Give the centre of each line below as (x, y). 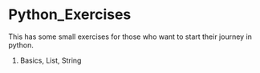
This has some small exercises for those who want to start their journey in (130, 36)
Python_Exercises (70, 15)
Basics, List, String (51, 60)
